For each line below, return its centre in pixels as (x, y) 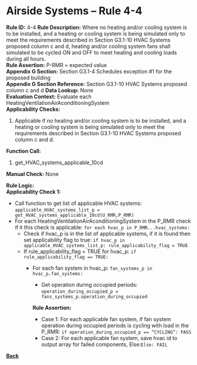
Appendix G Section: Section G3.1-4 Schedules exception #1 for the (89, 71)
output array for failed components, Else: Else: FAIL (104, 344)
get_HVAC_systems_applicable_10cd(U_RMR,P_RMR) (74, 215)
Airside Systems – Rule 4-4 (74, 11)
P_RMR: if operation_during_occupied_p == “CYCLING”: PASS (116, 332)
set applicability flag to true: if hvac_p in (74, 240)
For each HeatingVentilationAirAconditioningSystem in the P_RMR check (103, 221)
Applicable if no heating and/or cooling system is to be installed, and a (100, 120)
